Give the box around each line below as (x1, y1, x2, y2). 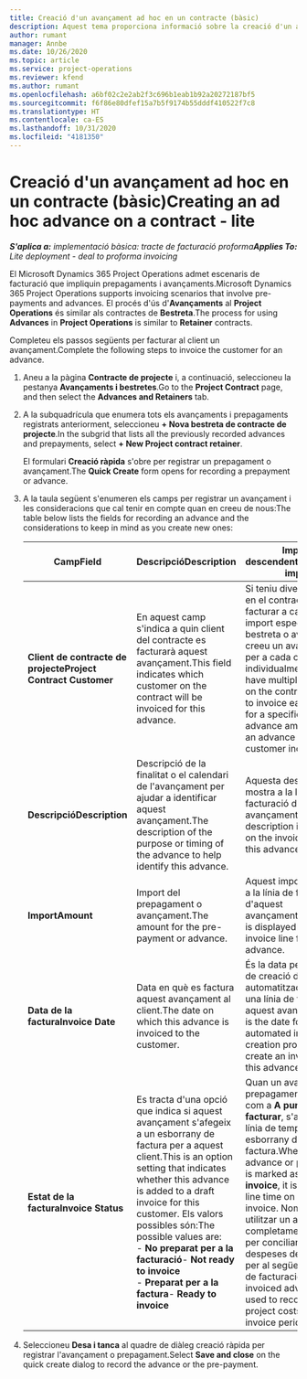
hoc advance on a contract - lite (9, 211, 256, 231)
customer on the (136, 679, 207, 691)
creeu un (245, 639, 283, 652)
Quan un (245, 1075, 282, 1088)
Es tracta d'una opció (136, 1093, 228, 1106)
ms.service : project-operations (9, 65, 132, 74)
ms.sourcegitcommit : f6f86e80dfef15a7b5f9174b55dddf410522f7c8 (9, 98, 256, 108)
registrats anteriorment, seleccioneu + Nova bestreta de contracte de (22, 418, 287, 430)
